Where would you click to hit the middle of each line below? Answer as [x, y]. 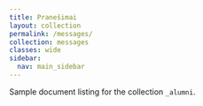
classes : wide [35, 50]
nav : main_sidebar [51, 67]
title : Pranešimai [43, 17]
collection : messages [49, 42]
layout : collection [45, 26]
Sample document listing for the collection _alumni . [102, 91]
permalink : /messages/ [51, 34]
